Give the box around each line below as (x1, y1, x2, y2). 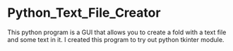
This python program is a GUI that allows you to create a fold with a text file (7, 28, 227, 36)
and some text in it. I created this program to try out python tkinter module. (7, 35, 225, 43)
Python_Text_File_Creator (7, 5, 161, 21)
